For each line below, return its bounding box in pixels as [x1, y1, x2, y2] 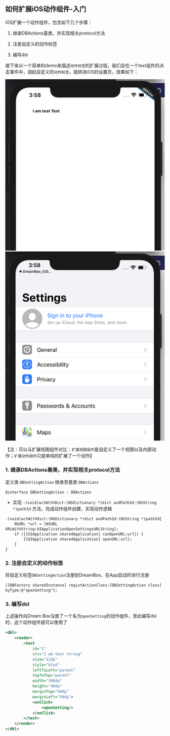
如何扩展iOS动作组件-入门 [5, 5, 87, 14]
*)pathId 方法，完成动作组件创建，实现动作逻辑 [12, 506, 112, 512]
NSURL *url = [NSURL [14, 521, 58, 526]
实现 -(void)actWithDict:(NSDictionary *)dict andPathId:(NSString [12, 499, 157, 505]
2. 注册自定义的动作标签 [5, 559, 63, 566]
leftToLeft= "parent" [32, 667, 76, 673]
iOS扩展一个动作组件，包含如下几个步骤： [5, 19, 93, 25]
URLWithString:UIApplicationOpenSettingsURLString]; [5, 526, 119, 531]
